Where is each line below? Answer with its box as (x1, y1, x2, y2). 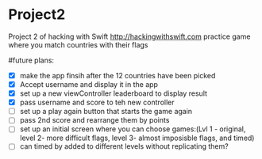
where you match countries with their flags (8, 40, 148, 49)
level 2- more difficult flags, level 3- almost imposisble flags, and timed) (19, 133, 255, 143)
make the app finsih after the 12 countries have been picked (19, 70, 216, 80)
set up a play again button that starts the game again (19, 107, 193, 116)
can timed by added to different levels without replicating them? (19, 142, 229, 151)
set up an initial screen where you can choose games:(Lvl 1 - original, (19, 124, 246, 134)
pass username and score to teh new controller (19, 97, 175, 108)
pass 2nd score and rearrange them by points (19, 115, 170, 125)
